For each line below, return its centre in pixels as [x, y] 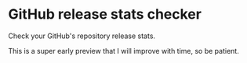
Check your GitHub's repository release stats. [82, 36]
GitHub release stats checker [105, 14]
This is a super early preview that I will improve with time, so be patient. [123, 51]
